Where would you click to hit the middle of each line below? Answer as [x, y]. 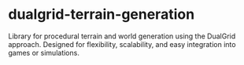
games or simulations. [44, 52]
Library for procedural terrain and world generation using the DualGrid [122, 36]
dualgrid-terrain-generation [102, 14]
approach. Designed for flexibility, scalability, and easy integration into [122, 44]
